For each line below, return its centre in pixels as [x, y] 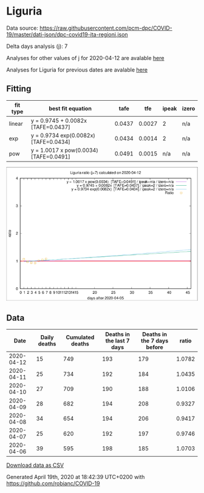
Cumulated [80, 338]
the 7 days [155, 341]
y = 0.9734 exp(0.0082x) [63, 135]
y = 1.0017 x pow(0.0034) [64, 150]
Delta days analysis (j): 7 [37, 46]
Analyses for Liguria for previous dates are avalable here [77, 70]
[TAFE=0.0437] [51, 127]
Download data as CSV [35, 465]
